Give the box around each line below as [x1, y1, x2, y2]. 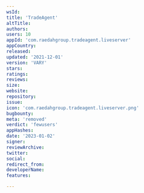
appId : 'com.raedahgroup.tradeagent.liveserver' [6, 37, 131, 43]
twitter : [6, 150, 28, 156]
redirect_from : [6, 161, 45, 168]
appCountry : [6, 43, 36, 49]
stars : [6, 65, 23, 72]
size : [6, 83, 20, 89]
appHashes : [6, 127, 34, 134]
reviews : [6, 76, 28, 83]
